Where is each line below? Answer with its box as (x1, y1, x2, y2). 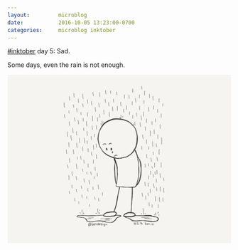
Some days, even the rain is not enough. (7, 61, 126, 69)
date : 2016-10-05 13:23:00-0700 (7, 19, 135, 26)
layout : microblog (7, 11, 87, 19)
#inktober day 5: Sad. (7, 47, 70, 56)
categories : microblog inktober (7, 26, 116, 33)
